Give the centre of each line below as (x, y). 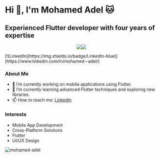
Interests (16, 114)
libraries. (21, 94)
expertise (20, 35)
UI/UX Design (26, 141)
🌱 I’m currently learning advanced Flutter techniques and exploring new (83, 90)
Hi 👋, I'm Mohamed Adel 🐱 (60, 10)
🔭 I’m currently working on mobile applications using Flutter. (72, 84)
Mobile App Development (37, 125)
